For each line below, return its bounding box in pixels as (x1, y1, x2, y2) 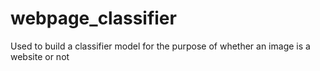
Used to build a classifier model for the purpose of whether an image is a (10, 40, 311, 52)
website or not (10, 50, 70, 62)
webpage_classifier (10, 7, 177, 30)
